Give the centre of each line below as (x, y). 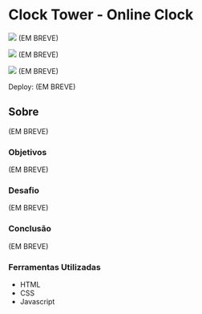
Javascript (37, 301)
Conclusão (30, 229)
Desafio (24, 190)
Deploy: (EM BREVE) (42, 87)
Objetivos (28, 152)
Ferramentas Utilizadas (55, 267)
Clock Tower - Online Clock (101, 15)
